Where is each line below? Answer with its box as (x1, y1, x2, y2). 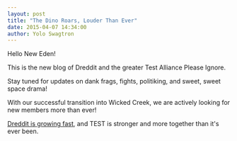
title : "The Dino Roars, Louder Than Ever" (7, 17, 138, 24)
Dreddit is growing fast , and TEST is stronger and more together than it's (7, 120, 219, 128)
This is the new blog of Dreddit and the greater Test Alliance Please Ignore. (7, 63, 226, 72)
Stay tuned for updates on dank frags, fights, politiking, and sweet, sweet (7, 77, 221, 86)
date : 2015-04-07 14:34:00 (7, 23, 87, 30)
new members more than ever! (7, 106, 97, 114)
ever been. (7, 127, 39, 135)
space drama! (7, 84, 47, 93)
